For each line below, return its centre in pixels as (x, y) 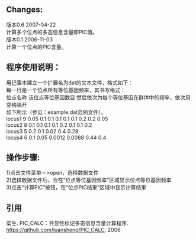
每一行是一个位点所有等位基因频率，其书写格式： (66, 90)
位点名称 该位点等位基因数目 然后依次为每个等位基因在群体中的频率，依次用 (98, 97)
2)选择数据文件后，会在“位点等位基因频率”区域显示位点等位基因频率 (89, 180)
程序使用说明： (33, 67)
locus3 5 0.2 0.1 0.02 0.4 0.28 (42, 131)
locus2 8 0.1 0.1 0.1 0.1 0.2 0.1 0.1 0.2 (49, 125)
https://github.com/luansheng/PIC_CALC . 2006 (63, 230)
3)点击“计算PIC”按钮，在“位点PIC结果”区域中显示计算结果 (76, 188)
